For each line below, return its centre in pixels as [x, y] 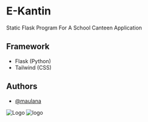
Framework [28, 47]
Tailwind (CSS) [33, 67]
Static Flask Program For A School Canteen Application [74, 28]
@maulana [28, 101]
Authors [22, 86]
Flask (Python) [33, 61]
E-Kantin [29, 11]
